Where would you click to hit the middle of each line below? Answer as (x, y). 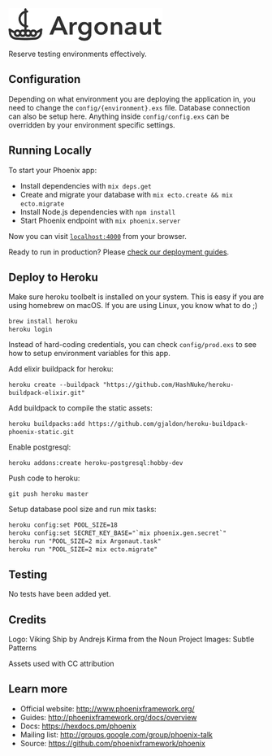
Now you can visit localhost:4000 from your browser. (97, 236)
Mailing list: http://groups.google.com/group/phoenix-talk (117, 734)
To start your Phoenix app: (53, 170)
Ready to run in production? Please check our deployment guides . (119, 252)
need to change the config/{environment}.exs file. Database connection (130, 107)
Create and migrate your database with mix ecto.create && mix (126, 194)
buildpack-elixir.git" (47, 393)
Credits (28, 620)
